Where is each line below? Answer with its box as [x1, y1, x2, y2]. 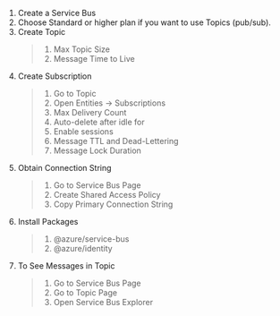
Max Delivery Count [53, 107, 127, 117]
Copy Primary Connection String [53, 199, 174, 209]
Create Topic [17, 27, 66, 37]
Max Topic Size [53, 44, 110, 55]
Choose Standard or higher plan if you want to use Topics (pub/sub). [17, 17, 271, 28]
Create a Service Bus [17, 8, 97, 18]
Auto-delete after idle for [53, 116, 145, 127]
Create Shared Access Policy [53, 190, 161, 200]
